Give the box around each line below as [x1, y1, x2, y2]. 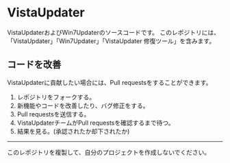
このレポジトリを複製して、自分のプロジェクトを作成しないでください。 [7, 148, 211, 156]
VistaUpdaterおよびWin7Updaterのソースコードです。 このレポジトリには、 [7, 28, 220, 36]
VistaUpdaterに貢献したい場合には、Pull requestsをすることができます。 [7, 78, 212, 86]
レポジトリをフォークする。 [16, 92, 96, 101]
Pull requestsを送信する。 [16, 110, 90, 118]
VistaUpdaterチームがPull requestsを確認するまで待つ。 [16, 118, 175, 127]
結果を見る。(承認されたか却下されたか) [16, 127, 130, 135]
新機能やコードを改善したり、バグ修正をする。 [16, 101, 149, 110]
